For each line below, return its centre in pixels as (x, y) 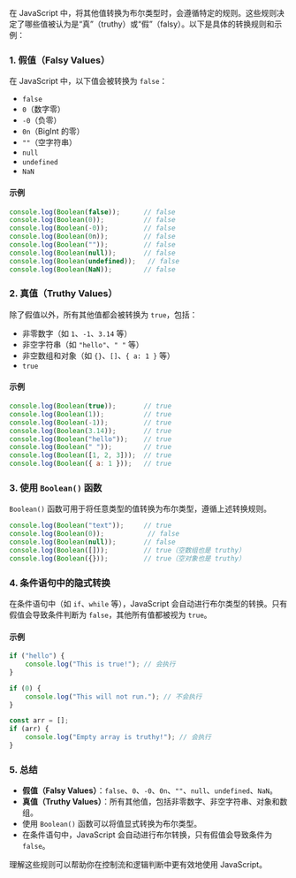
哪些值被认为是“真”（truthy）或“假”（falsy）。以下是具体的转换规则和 (149, 24)
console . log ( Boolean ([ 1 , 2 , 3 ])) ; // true (91, 455)
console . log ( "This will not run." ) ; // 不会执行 (114, 697)
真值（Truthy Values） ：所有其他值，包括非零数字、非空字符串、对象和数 (155, 802)
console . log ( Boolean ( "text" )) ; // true (91, 526)
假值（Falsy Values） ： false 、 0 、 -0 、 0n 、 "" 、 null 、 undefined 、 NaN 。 (150, 790)
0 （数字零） (43, 110)
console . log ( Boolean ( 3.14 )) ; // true (91, 431)
